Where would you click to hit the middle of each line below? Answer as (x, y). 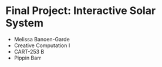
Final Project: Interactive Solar (81, 11)
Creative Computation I (42, 45)
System (25, 23)
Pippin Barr (28, 58)
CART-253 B (29, 51)
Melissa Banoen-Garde (42, 39)
